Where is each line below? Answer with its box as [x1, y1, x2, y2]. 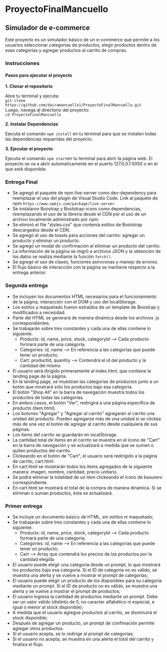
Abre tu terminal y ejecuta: [5, 93, 60, 99]
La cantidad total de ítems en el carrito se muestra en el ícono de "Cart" [12, 436, 160, 443]
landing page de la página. [12, 373, 67, 379]
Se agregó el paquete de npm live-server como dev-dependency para [12, 190, 157, 196]
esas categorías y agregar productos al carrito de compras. [5, 47, 128, 53]
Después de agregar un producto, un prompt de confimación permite [12, 620, 155, 626]
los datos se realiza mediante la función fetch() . [12, 253, 112, 259]
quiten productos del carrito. [12, 447, 71, 453]
